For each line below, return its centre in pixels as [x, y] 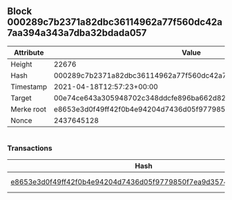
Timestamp [29, 87]
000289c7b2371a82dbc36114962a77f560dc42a [115, 22]
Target [21, 98]
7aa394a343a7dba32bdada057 [77, 33]
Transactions [30, 148]
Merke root [29, 109]
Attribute [29, 53]
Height [21, 64]
